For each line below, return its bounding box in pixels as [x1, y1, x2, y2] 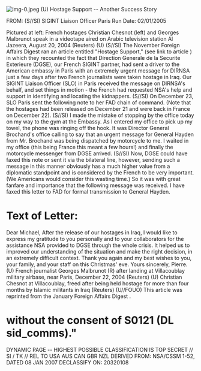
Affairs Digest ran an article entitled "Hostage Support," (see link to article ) [6, 48, 192, 55]
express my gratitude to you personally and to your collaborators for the [6, 235, 184, 242]
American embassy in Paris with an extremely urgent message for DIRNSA [6, 67, 190, 74]
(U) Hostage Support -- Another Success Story [40, 6, 157, 13]
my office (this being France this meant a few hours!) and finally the [6, 144, 173, 150]
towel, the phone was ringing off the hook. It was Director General [6, 125, 169, 131]
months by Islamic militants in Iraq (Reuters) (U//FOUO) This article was [6, 286, 183, 293]
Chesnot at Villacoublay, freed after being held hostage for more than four [6, 279, 189, 287]
